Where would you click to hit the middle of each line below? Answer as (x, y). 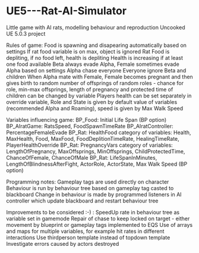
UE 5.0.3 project (26, 33)
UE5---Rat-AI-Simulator (66, 11)
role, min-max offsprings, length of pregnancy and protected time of (90, 89)
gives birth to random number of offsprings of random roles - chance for (95, 83)
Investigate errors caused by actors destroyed (63, 243)
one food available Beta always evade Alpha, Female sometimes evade (93, 64)
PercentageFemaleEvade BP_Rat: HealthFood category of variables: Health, (99, 132)
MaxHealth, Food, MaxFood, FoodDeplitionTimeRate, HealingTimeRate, (93, 138)
